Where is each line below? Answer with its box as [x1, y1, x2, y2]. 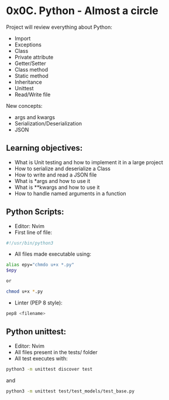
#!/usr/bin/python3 [6, 240, 54, 246]
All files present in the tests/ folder [14, 348, 98, 355]
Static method [14, 72, 49, 79]
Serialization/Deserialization [14, 120, 82, 127]
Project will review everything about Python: [6, 23, 112, 30]
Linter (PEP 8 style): [14, 299, 63, 306]
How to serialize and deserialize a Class [14, 165, 111, 172]
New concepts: [6, 102, 43, 109]
